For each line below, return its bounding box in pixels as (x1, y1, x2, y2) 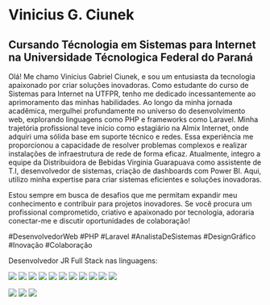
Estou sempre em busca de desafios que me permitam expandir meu (8, 190, 238, 199)
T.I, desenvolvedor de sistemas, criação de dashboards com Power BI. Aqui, (8, 166, 262, 175)
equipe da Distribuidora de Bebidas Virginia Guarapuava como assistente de (8, 157, 262, 167)
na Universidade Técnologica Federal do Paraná (8, 50, 254, 64)
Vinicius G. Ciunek (8, 6, 135, 24)
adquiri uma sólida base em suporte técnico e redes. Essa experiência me (8, 132, 254, 141)
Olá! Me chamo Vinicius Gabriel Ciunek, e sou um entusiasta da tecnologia (8, 72, 255, 81)
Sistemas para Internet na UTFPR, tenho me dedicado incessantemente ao (8, 89, 256, 98)
